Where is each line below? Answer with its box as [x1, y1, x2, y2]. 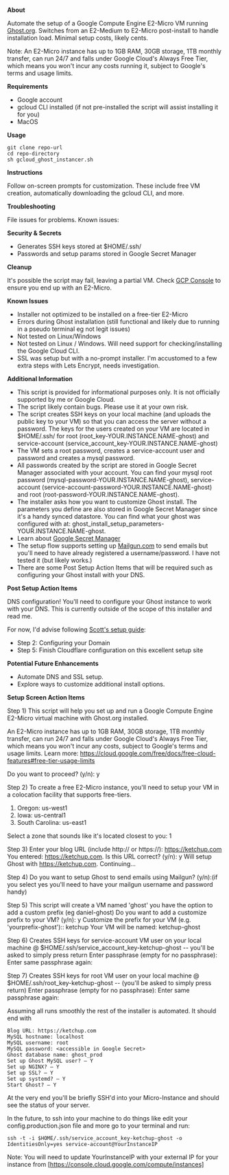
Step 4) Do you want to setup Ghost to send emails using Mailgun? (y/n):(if [7, 873, 218, 881]
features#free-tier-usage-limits [7, 757, 95, 764]
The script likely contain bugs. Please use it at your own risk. [16, 402, 189, 411]
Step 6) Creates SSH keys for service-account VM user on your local [7, 936, 202, 945]
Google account [16, 96, 63, 104]
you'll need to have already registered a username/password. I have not [16, 549, 221, 557]
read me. [7, 612, 33, 620]
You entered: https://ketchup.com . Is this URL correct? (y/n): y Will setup [7, 852, 213, 861]
